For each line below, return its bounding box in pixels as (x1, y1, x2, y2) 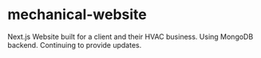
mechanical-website (7, 6, 147, 24)
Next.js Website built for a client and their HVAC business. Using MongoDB (7, 32, 254, 41)
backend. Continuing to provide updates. (7, 40, 142, 49)
